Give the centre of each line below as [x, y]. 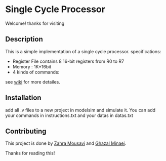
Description [24, 39]
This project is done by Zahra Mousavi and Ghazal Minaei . [66, 143]
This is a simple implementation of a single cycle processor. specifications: [83, 51]
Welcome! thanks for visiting [35, 23]
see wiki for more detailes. [33, 82]
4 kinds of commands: [36, 72]
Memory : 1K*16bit [32, 66]
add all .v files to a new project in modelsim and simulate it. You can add [80, 110]
